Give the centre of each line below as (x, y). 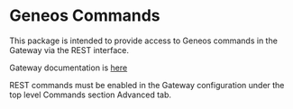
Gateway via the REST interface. (69, 50)
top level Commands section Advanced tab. (91, 95)
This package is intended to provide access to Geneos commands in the (143, 41)
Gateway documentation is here (69, 68)
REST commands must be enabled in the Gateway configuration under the (147, 85)
